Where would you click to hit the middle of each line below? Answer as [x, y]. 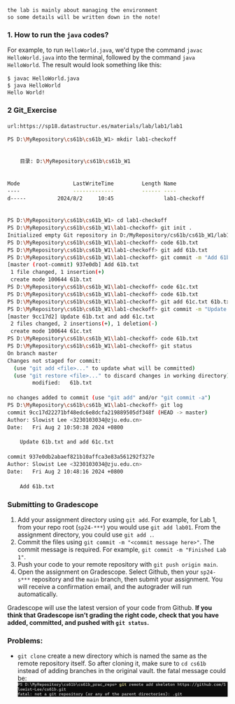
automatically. [37, 594]
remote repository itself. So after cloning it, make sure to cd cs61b [112, 663]
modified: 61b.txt [62, 383]
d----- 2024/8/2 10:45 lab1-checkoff [106, 198]
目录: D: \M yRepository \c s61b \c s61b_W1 [75, 161]
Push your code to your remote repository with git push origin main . [117, 564]
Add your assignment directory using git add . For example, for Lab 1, [117, 519]
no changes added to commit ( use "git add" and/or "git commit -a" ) [109, 398]
